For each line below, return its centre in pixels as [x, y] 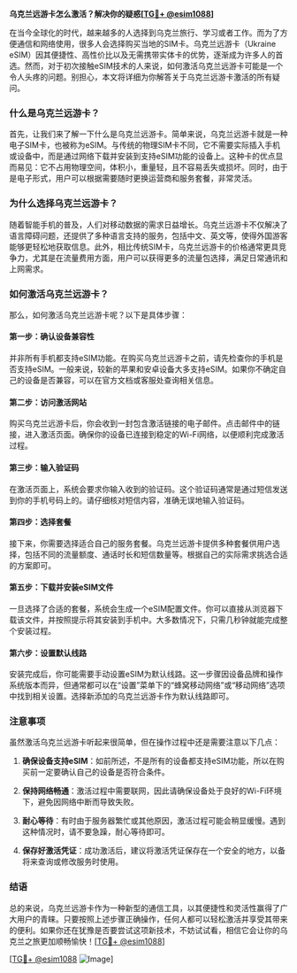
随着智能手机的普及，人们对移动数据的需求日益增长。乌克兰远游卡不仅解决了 [148, 224]
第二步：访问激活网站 [48, 402]
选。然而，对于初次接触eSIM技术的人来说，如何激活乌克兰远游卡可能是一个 [146, 66]
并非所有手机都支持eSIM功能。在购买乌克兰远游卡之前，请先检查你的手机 [142, 359]
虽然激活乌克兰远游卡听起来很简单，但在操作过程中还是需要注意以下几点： [145, 742]
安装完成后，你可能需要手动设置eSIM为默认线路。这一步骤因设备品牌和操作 [146, 674]
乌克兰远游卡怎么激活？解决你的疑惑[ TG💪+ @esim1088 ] [112, 14]
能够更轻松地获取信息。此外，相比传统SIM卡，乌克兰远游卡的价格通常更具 [144, 246]
